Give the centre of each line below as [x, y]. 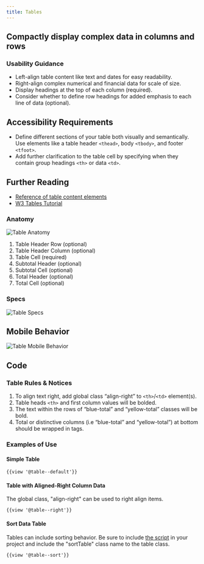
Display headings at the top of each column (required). [84, 90]
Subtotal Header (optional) [48, 264]
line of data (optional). [43, 103]
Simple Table [23, 459]
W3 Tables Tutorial [39, 203]
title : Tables [24, 12]
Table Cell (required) [41, 257]
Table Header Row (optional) [51, 244]
